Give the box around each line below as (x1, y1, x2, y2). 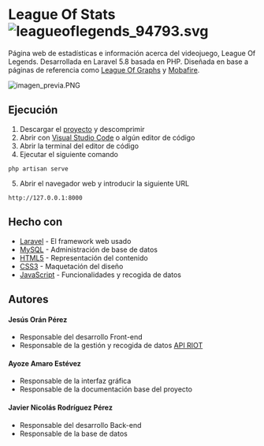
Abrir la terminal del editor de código (19, 141, 139, 151)
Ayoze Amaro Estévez (8, 358, 81, 368)
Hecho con (8, 216, 63, 229)
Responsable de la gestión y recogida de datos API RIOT (19, 341, 203, 350)
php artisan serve (8, 164, 69, 173)
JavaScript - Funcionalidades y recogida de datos (19, 270, 181, 279)
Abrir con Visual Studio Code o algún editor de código (19, 133, 195, 142)
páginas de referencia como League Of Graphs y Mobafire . (8, 65, 200, 74)
